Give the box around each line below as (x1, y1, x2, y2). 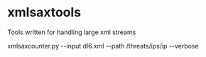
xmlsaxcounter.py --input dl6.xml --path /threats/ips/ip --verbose (7, 41, 199, 50)
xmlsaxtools (7, 4, 82, 21)
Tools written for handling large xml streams (7, 28, 136, 36)
